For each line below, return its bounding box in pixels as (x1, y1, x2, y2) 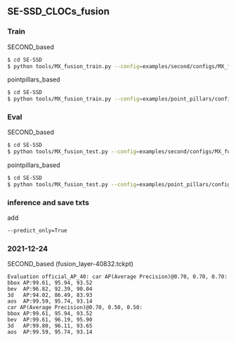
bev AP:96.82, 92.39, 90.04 (7, 286, 93, 293)
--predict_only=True (7, 228, 68, 235)
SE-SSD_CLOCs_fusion (7, 6, 110, 18)
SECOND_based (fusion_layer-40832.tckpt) (7, 260, 133, 268)
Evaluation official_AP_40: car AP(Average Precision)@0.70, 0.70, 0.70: (7, 273, 228, 280)
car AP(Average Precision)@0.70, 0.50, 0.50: (7, 304, 143, 311)
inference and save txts (7, 197, 90, 207)
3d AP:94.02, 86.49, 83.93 (7, 291, 93, 299)
